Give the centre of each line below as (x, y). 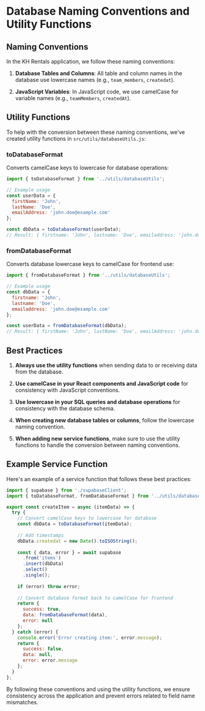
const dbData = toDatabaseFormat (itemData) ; (75, 524)
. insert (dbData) (43, 564)
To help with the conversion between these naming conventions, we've (96, 132)
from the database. (39, 372)
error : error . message (50, 661)
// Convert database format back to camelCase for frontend (95, 598)
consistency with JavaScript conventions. (67, 390)
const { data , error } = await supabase (69, 552)
